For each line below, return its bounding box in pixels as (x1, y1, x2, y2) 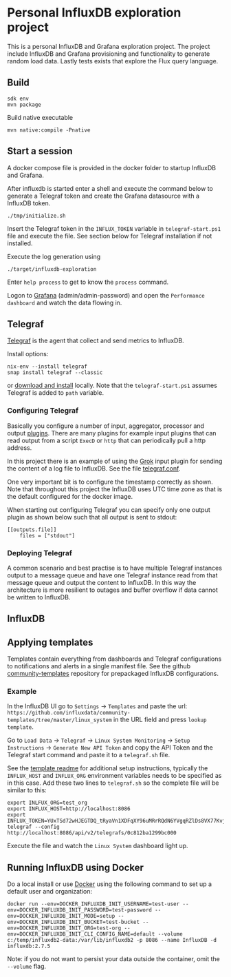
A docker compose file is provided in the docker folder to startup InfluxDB (7, 163, 217, 172)
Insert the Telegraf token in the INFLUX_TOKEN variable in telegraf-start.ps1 (7, 224, 221, 232)
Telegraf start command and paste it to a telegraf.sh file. (7, 751, 170, 759)
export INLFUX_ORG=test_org (7, 799, 88, 807)
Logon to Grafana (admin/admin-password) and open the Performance (7, 291, 205, 299)
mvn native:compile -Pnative (7, 126, 91, 134)
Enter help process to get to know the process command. (7, 278, 169, 286)
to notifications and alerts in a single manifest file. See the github (7, 662, 191, 670)
